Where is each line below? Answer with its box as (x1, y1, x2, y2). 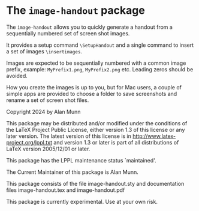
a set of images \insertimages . (6, 47, 83, 55)
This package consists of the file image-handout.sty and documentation (6, 180, 185, 187)
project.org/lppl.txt (6, 138, 53, 146)
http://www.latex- (132, 132, 176, 140)
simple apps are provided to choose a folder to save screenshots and (6, 90, 177, 97)
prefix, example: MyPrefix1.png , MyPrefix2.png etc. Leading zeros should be (6, 65, 194, 73)
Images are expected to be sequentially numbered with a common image (6, 59, 186, 67)
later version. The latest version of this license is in (6, 132, 132, 140)
